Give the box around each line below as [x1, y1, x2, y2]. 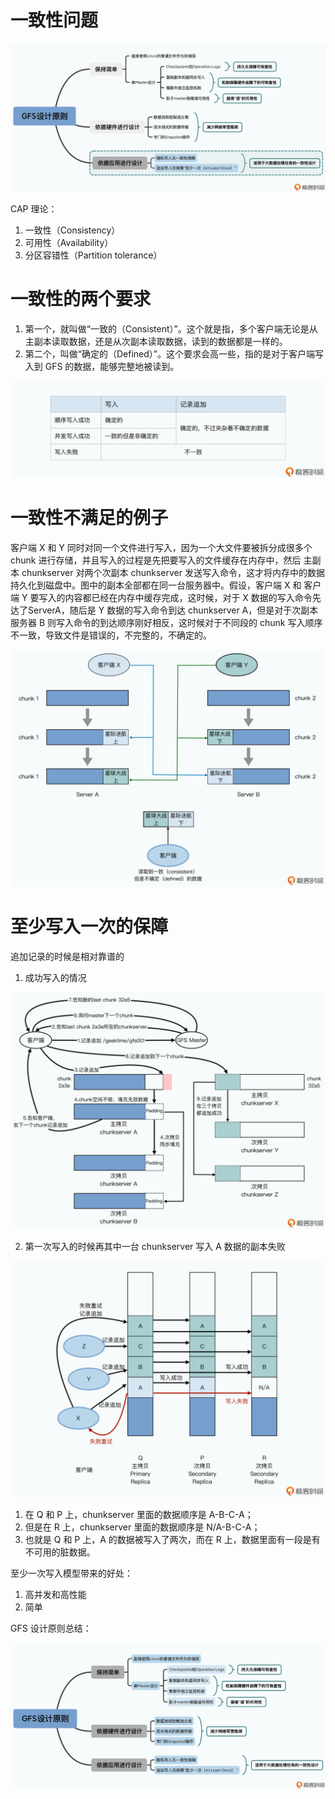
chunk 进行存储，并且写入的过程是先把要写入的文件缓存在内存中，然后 [10, 554, 302, 566]
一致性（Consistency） [24, 224, 121, 236]
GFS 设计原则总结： [10, 1622, 92, 1635]
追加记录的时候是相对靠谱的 [10, 950, 125, 962]
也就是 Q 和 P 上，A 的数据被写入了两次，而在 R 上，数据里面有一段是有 [24, 1534, 321, 1546]
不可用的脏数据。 [24, 1546, 96, 1558]
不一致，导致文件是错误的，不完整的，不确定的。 [10, 629, 212, 641]
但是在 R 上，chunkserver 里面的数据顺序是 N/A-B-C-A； [24, 1521, 261, 1533]
